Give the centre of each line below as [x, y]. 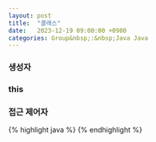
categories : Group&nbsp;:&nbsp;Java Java [78, 38]
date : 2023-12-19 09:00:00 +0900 [68, 30]
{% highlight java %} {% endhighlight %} [75, 130]
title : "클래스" [35, 23]
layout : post [30, 16]
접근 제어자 [28, 112]
